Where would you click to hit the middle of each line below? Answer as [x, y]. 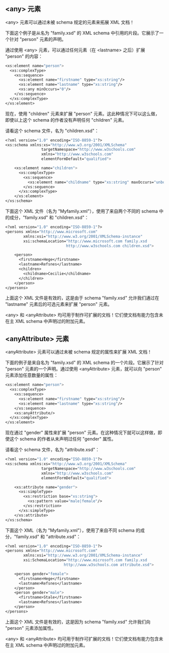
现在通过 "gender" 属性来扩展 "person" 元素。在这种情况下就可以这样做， [81, 432]
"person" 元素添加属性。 [31, 628]
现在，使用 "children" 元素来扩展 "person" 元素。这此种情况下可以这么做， [82, 114]
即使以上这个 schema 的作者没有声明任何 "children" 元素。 [66, 120]
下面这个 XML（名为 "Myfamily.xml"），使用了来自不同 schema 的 [73, 530]
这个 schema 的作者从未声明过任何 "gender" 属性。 [63, 439]
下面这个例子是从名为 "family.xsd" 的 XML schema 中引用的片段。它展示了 [82, 33]
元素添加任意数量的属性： [32, 375]
